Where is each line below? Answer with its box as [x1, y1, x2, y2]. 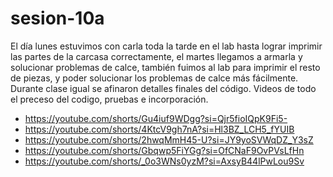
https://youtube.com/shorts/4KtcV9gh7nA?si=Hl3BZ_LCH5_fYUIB [24, 123, 295, 135]
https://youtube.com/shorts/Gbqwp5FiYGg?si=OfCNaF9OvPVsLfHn [24, 144, 305, 156]
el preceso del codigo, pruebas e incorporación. [10, 93, 209, 105]
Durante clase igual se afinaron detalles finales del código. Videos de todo [10, 82, 317, 94]
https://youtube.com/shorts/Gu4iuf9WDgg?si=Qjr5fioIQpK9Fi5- [24, 112, 288, 124]
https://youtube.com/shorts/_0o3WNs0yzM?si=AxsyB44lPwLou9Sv [24, 155, 305, 167]
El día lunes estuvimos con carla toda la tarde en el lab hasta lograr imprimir [10, 40, 323, 52]
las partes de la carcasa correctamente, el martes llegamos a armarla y [10, 50, 303, 62]
